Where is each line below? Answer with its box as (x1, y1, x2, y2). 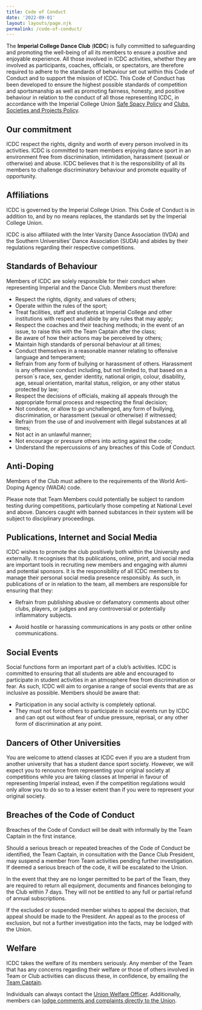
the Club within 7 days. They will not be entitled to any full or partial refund (6, 888, 192, 895)
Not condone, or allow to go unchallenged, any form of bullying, (15, 405, 174, 412)
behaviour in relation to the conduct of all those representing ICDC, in (6, 94, 180, 101)
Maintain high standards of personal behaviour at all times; (15, 341, 161, 348)
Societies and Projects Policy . (6, 107, 80, 114)
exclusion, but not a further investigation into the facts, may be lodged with (6, 919, 194, 926)
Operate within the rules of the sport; (15, 302, 108, 309)
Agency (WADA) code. (25, 483, 82, 491)
